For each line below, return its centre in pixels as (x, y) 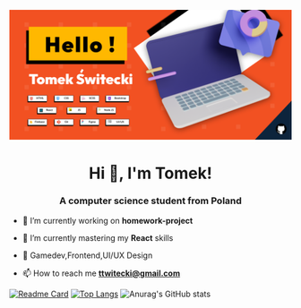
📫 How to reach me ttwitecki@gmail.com (101, 273)
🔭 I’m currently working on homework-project (107, 220)
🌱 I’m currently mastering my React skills (98, 237)
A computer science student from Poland (150, 201)
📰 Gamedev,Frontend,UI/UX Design (87, 255)
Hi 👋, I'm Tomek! (150, 173)
